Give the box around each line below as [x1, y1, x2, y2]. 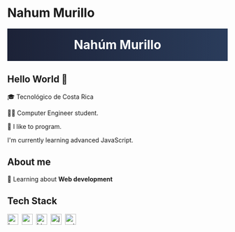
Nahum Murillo [7, 5, 95, 21]
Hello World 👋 [7, 74, 68, 86]
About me [7, 156, 51, 168]
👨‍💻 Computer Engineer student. [7, 109, 99, 117]
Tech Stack [7, 195, 57, 207]
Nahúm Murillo [73, 36, 162, 53]
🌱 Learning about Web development [7, 175, 113, 183]
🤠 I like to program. [7, 122, 62, 130]
